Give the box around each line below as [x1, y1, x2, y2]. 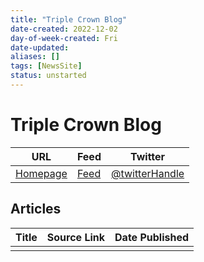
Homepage [15, 166, 68, 180]
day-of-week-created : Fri [10, 33, 118, 43]
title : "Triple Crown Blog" [10, 14, 128, 25]
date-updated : [10, 42, 70, 53]
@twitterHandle [110, 166, 185, 180]
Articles [10, 201, 62, 218]
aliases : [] [10, 52, 60, 62]
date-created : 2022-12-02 [10, 24, 118, 34]
